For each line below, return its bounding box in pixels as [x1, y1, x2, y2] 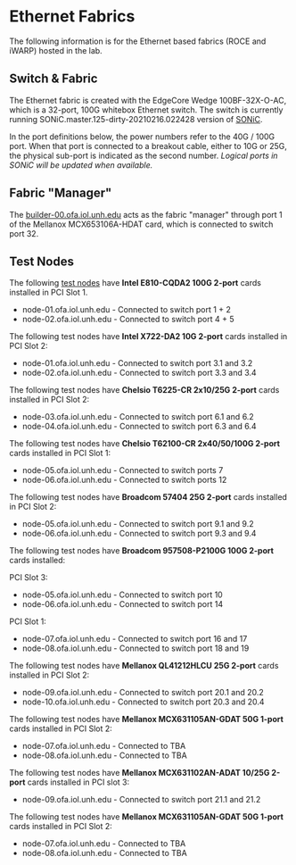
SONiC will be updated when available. [9, 159, 153, 171]
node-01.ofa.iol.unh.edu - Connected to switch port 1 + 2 [21, 304, 232, 315]
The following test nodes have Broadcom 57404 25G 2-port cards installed [9, 492, 288, 503]
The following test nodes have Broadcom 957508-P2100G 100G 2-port [9, 545, 275, 556]
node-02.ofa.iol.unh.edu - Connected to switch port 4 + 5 [21, 314, 234, 325]
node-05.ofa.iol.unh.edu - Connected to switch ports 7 [21, 465, 224, 476]
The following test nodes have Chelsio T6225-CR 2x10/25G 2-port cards [9, 385, 280, 395]
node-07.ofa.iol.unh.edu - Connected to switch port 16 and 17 [21, 634, 248, 645]
